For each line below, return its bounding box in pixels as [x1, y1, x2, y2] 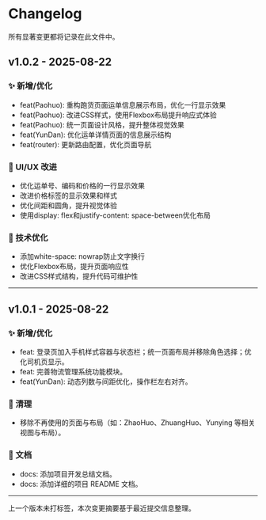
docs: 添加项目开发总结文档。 [19, 469, 117, 479]
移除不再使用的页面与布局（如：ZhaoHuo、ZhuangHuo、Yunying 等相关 [19, 418, 256, 427]
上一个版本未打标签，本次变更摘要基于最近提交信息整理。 [8, 503, 196, 513]
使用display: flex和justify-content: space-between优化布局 [19, 211, 211, 220]
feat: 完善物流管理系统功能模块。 [19, 366, 127, 376]
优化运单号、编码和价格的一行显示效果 [19, 180, 145, 190]
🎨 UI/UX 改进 [8, 161, 58, 173]
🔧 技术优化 [8, 232, 49, 243]
